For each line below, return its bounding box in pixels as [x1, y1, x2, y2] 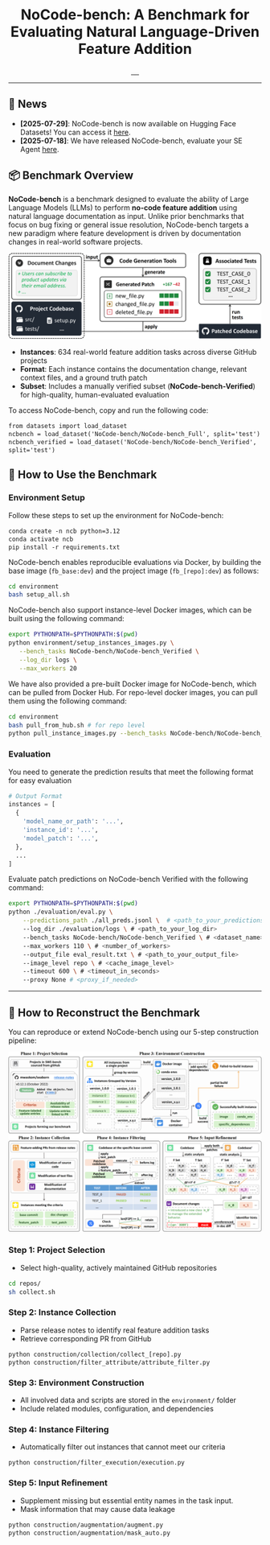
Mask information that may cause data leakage [19, 1504, 175, 1514]
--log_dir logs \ [18, 656, 78, 664]
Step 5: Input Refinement [8, 1477, 108, 1489]
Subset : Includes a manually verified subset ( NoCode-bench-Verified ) [19, 381, 256, 391]
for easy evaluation [8, 775, 72, 785]
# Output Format [8, 792, 63, 800]
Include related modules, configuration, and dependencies [19, 1403, 215, 1413]
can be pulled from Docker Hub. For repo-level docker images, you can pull [8, 687, 259, 697]
